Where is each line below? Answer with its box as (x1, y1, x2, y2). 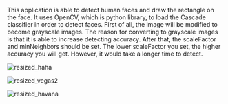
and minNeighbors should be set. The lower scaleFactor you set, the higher (7, 43, 221, 50)
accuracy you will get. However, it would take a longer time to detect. (7, 50, 203, 58)
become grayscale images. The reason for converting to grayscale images (7, 28, 218, 36)
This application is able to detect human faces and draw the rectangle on (7, 6, 215, 14)
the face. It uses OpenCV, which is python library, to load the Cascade (7, 13, 207, 21)
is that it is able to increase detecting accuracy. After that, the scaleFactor (7, 35, 217, 43)
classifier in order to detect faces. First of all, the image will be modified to (7, 21, 218, 28)
